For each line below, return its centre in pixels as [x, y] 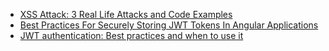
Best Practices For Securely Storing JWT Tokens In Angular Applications [169, 25]
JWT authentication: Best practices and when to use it [131, 35]
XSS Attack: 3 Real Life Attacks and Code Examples [126, 14]
